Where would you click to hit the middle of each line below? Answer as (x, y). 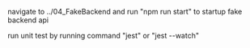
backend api (28, 20)
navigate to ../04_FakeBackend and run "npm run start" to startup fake (125, 12)
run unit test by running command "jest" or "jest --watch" (104, 36)
